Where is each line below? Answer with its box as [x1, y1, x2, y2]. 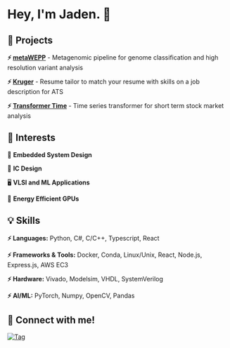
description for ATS [7, 88, 63, 95]
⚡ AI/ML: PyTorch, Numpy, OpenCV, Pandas [7, 291, 135, 300]
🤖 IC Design [7, 164, 42, 173]
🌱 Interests [7, 132, 56, 144]
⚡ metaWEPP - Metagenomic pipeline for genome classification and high [7, 53, 219, 62]
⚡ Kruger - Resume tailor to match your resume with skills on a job [7, 77, 200, 86]
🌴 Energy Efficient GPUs [7, 194, 79, 203]
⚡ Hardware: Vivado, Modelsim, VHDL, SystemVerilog [7, 274, 164, 283]
